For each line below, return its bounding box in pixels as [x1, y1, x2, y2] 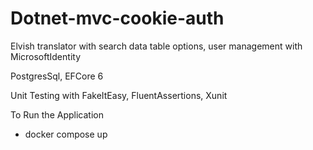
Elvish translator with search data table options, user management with [10, 40, 303, 52]
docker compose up [24, 128, 108, 140]
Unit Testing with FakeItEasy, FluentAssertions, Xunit [10, 89, 228, 101]
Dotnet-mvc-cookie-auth [10, 7, 225, 30]
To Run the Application [10, 108, 104, 121]
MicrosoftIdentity [10, 50, 81, 62]
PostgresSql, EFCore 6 [10, 70, 104, 82]
